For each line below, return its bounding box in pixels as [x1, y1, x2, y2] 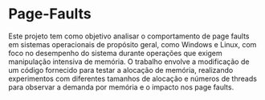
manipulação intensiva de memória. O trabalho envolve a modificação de [8, 57, 250, 66]
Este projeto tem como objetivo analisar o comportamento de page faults [8, 31, 251, 41]
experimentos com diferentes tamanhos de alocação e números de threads [8, 74, 257, 83]
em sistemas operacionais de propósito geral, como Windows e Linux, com [8, 39, 257, 49]
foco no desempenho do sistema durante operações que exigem [8, 48, 222, 58]
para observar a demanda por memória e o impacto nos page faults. [8, 82, 234, 92]
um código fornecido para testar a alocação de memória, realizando [8, 65, 234, 74]
